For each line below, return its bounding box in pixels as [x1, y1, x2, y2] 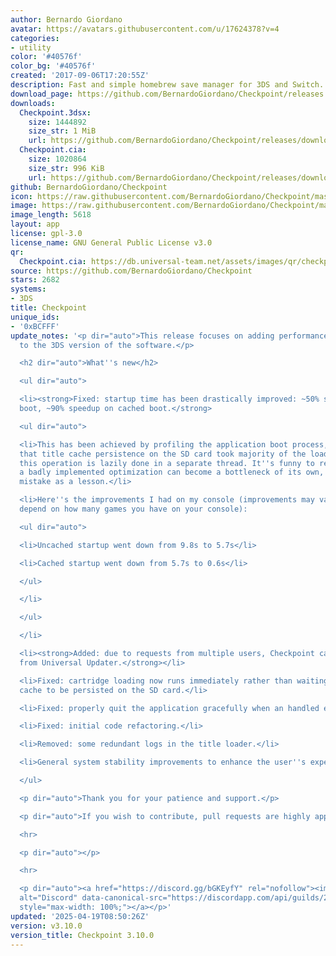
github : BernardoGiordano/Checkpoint [10, 182, 168, 192]
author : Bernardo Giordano [10, 14, 123, 25]
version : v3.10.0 [10, 921, 83, 931]
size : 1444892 [28, 117, 87, 127]
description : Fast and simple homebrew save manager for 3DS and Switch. [10, 80, 325, 90]
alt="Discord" [19, 893, 78, 903]
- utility [10, 42, 52, 53]
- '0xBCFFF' [10, 321, 60, 331]
